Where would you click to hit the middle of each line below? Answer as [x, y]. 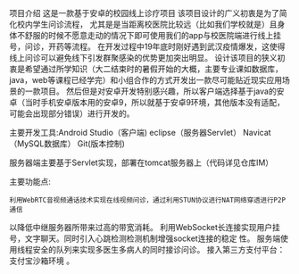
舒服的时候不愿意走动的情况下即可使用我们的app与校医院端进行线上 [149, 35]
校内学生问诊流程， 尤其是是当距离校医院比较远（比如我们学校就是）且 [147, 24]
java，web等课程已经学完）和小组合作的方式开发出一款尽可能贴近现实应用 [146, 80]
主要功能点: [30, 182]
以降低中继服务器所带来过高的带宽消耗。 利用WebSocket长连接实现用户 [141, 227]
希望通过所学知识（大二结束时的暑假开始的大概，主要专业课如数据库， [154, 69]
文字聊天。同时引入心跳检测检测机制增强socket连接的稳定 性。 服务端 [153, 238]
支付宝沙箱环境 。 [42, 261]
